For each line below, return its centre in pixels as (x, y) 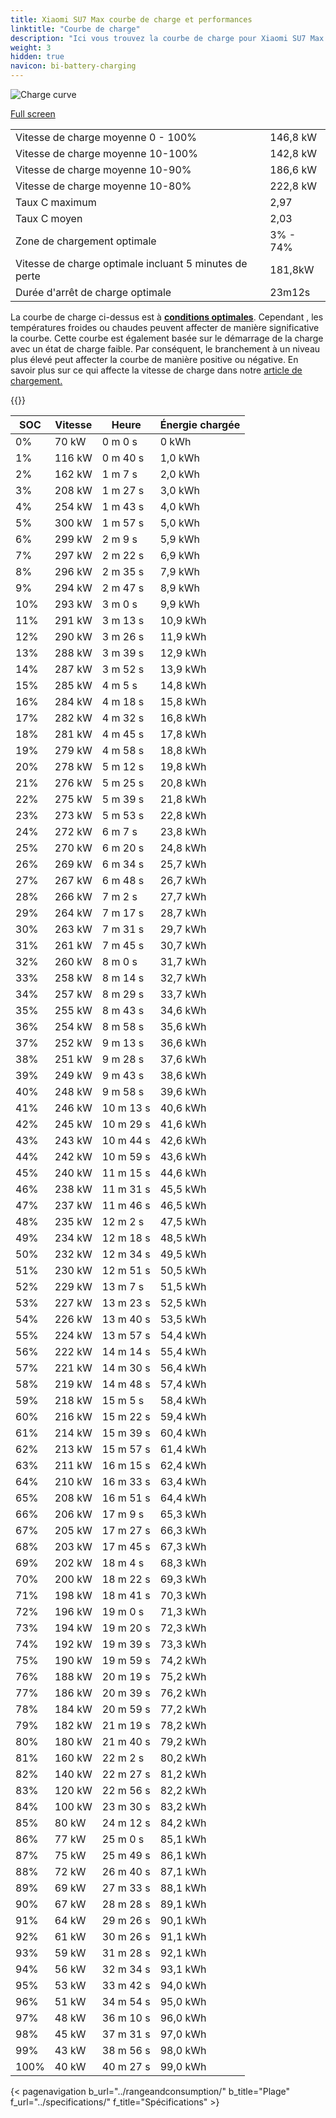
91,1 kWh (183, 1936)
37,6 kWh (183, 1059)
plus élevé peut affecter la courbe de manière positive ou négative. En (154, 359)
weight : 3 (31, 47)
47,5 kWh (183, 1221)
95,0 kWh (183, 2001)
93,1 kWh (183, 1969)
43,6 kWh (183, 1156)
